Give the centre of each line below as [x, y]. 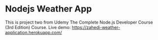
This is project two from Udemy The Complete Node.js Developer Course [79, 22]
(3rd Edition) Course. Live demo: [38, 27]
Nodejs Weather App [49, 9]
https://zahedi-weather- [96, 27]
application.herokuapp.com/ [34, 32]
